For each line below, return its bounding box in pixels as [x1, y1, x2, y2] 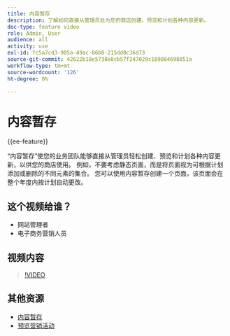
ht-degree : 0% [7, 75, 49, 83]
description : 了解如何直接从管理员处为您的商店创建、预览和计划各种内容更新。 [7, 17, 210, 24]
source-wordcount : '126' [7, 69, 80, 76]
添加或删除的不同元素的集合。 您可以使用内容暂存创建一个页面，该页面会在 [7, 169, 224, 178]
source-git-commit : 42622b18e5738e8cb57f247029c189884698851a [7, 56, 192, 63]
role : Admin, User [7, 29, 61, 37]
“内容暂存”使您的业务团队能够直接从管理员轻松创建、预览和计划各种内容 [7, 152, 215, 160]
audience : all [7, 36, 49, 43]
